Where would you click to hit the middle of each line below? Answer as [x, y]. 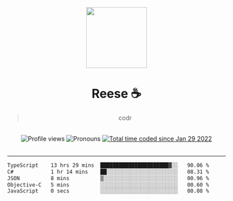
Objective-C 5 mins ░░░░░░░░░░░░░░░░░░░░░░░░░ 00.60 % [108, 185]
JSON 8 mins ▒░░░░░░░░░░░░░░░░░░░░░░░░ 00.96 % [108, 178]
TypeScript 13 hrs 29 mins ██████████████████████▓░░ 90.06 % [108, 165]
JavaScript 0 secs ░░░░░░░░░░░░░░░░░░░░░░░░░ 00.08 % [108, 191]
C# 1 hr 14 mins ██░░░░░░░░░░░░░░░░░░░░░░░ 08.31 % [108, 172]
